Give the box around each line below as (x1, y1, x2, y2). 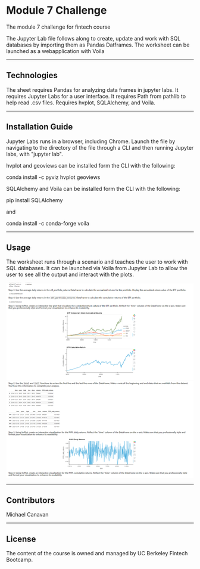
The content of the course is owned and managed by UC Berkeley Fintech (6, 550, 188, 556)
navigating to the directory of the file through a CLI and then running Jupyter (6, 144, 194, 151)
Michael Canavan (6, 511, 49, 518)
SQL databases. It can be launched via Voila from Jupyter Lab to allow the (6, 265, 187, 272)
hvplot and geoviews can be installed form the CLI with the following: (6, 162, 176, 169)
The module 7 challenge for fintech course (6, 23, 111, 30)
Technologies (6, 70, 58, 81)
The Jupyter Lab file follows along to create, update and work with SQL (6, 35, 181, 42)
